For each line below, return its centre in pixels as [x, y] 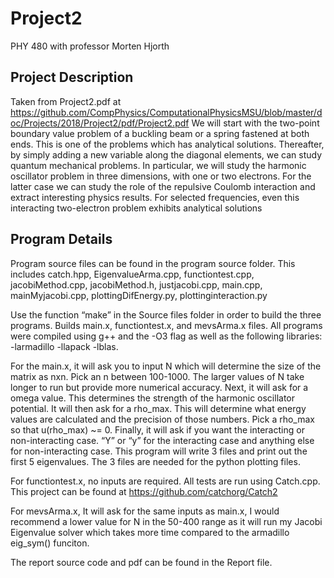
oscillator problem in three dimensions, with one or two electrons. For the [161, 176]
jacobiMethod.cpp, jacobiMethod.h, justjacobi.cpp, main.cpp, [136, 284]
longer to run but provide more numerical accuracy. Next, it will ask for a [159, 387]
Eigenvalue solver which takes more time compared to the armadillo [150, 532]
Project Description [72, 77]
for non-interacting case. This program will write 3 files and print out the [159, 451]
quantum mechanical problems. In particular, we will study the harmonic [158, 165]
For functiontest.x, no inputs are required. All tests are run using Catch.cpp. [165, 481]
